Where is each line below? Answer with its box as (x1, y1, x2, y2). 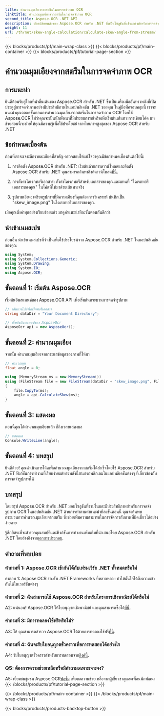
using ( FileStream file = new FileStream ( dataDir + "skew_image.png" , (5, 379, 152, 384)
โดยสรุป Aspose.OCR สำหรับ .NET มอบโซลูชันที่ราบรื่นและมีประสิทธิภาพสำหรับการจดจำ (5, 503, 151, 509)
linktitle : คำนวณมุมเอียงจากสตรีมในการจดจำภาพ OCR (5, 12, 92, 17)
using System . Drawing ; (5, 261, 51, 266)
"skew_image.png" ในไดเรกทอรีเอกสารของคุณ (12, 199, 95, 205)
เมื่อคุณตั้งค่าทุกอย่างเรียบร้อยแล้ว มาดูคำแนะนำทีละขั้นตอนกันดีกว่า (5, 209, 111, 215)
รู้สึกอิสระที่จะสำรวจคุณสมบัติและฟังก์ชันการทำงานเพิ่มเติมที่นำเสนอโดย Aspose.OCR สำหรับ (5, 530, 155, 536)
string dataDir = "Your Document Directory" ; (5, 311, 99, 316)
